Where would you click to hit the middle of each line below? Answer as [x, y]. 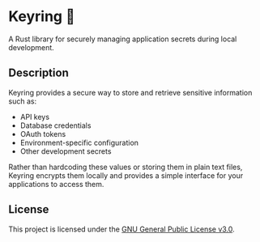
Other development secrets [66, 151]
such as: [23, 101]
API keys [35, 117]
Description [38, 73]
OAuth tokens [43, 134]
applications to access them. [56, 184]
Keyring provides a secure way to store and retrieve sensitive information [130, 92]
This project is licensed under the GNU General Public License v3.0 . [121, 229]
